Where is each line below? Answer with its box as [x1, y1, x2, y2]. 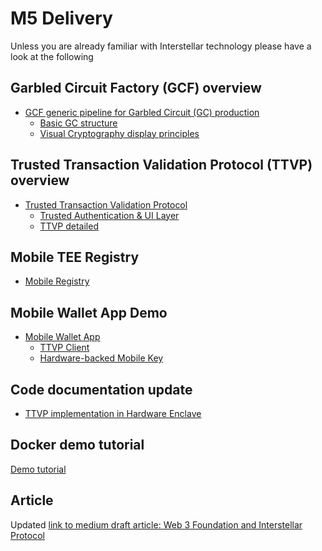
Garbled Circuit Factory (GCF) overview [10, 80, 262, 97]
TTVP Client [39, 342, 90, 354]
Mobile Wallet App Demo [10, 304, 168, 321]
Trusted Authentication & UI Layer [39, 209, 180, 221]
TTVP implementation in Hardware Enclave [24, 408, 202, 419]
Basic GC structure [39, 117, 118, 129]
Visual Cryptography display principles [39, 127, 200, 139]
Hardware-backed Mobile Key [39, 352, 164, 364]
